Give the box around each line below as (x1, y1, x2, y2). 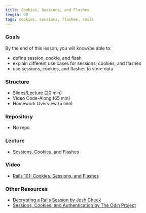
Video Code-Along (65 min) (12, 95, 70, 101)
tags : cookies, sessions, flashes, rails (5, 17, 94, 22)
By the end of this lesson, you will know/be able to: (5, 45, 112, 51)
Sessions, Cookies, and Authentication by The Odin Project (12, 202, 136, 208)
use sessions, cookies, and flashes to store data (12, 65, 114, 71)
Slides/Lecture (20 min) (12, 90, 62, 96)
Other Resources (5, 185, 48, 192)
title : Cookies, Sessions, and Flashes (5, 7, 90, 13)
